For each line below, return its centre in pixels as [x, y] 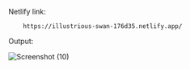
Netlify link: [27, 12]
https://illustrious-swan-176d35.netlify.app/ [103, 26]
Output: [21, 41]
